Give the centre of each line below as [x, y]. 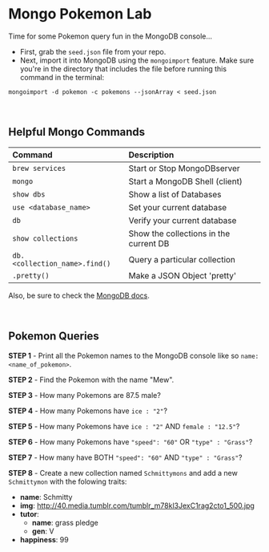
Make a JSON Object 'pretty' [183, 275]
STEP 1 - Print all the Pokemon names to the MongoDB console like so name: [134, 355]
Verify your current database [183, 220]
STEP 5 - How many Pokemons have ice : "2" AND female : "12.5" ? [124, 426]
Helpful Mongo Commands [77, 132]
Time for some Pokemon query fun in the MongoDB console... [110, 36]
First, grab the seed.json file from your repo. [93, 51]
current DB [149, 243]
